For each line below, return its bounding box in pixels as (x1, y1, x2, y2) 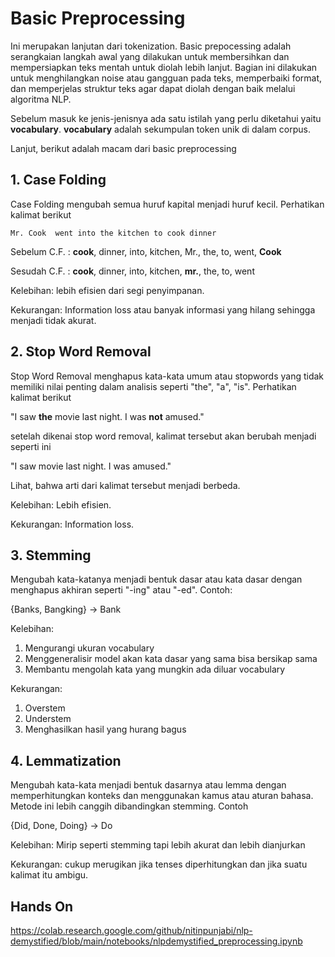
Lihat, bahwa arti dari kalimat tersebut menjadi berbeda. (10, 479, 241, 491)
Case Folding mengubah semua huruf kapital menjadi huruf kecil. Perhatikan (10, 198, 325, 210)
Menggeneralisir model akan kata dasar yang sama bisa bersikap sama (24, 653, 318, 665)
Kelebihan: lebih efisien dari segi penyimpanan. (10, 284, 205, 296)
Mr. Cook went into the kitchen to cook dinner (10, 228, 217, 238)
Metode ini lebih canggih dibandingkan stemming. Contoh (10, 800, 249, 812)
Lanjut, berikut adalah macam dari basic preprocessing (10, 142, 237, 154)
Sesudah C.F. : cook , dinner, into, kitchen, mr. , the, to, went (10, 265, 255, 277)
